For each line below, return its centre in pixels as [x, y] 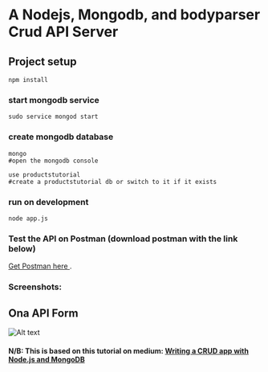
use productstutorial [45, 174]
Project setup [43, 61]
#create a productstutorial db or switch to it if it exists [113, 182]
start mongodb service [54, 100]
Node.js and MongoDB [47, 359]
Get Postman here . [40, 266]
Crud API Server [63, 32]
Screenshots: [35, 287]
